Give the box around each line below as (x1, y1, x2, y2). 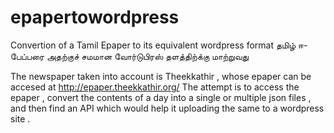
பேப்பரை (10, 50, 45, 62)
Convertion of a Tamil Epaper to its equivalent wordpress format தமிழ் (10, 39, 297, 51)
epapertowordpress (10, 6, 180, 29)
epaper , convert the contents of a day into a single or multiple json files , (10, 91, 312, 103)
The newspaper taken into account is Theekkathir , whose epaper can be (10, 70, 312, 82)
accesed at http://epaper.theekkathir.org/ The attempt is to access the (10, 81, 300, 93)
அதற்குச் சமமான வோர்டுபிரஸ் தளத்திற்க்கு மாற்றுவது (46, 50, 250, 62)
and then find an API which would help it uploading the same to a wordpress (10, 102, 325, 114)
